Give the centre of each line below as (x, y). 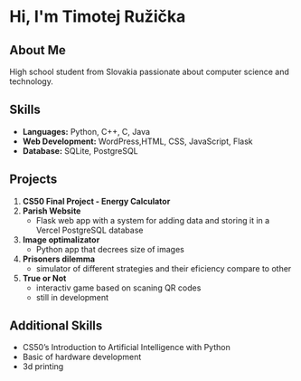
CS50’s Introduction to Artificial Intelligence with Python (126, 348)
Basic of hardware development (82, 357)
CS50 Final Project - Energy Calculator (96, 201)
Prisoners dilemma (59, 259)
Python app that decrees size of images (110, 249)
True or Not (44, 278)
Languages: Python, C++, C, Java (86, 131)
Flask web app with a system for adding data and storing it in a (153, 220)
